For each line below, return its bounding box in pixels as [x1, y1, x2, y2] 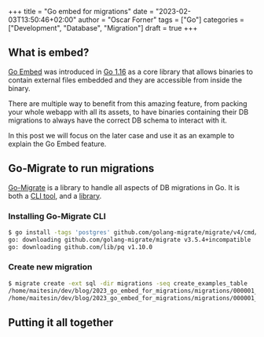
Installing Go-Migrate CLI [8, 211, 106, 222]
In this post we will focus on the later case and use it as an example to [8, 130, 235, 140]
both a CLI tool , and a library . [8, 191, 102, 200]
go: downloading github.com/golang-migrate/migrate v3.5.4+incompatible [8, 236, 251, 244]
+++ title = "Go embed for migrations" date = [8, 7, 155, 16]
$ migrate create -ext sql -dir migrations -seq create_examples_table [8, 279, 247, 288]
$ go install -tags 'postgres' [8, 228, 111, 236]
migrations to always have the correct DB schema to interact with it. [8, 115, 228, 125]
